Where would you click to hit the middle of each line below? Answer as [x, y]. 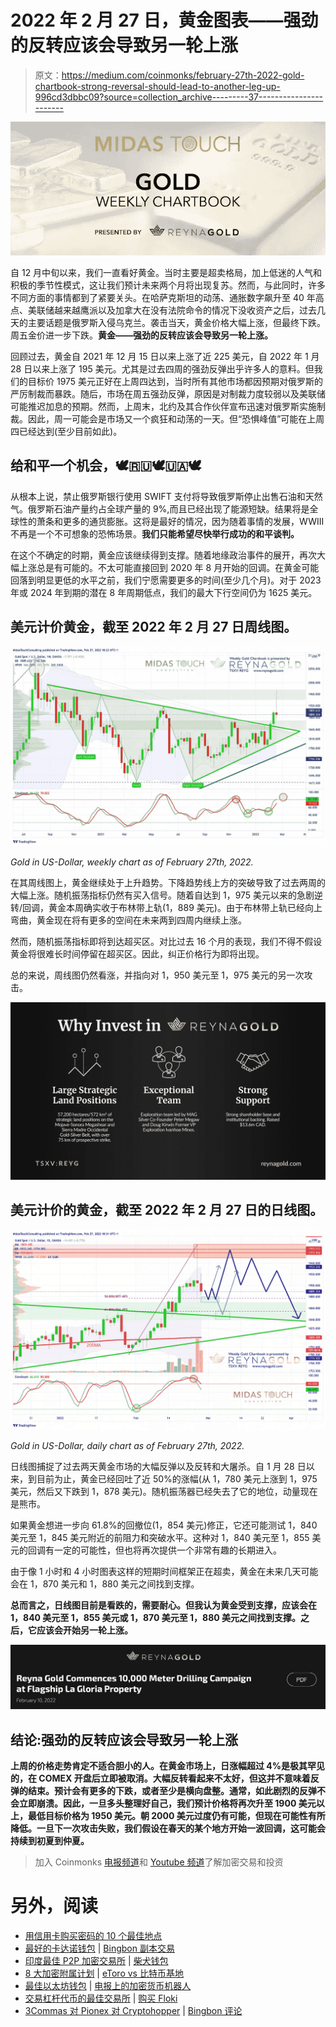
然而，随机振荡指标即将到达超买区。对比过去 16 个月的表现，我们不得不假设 [166, 942]
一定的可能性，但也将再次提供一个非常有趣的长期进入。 [167, 1550]
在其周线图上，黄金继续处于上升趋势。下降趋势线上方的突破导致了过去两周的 [168, 883]
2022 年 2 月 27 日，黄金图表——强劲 [164, 20]
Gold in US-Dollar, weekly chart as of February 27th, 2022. [132, 862]
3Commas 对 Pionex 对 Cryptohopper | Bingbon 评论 [133, 2011]
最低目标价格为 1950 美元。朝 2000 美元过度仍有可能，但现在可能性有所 [176, 1816]
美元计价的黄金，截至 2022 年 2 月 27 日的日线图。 [167, 1210]
